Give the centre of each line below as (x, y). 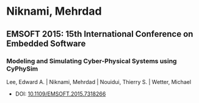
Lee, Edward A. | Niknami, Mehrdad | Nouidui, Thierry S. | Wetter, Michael (99, 82)
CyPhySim (22, 69)
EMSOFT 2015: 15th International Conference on (100, 34)
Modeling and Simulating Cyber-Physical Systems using (92, 61)
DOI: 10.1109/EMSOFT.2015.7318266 (60, 94)
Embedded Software (46, 43)
